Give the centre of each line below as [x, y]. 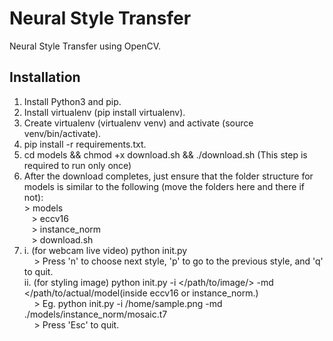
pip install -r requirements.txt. [85, 144]
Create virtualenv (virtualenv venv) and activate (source [138, 123]
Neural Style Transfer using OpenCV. [85, 46]
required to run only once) [77, 165]
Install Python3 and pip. [72, 101]
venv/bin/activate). [62, 133]
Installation [45, 77]
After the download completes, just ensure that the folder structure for [168, 176]
